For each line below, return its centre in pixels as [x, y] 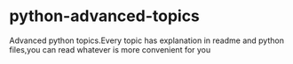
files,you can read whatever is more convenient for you [110, 49]
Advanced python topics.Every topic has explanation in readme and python [146, 40]
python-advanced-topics [104, 16]
